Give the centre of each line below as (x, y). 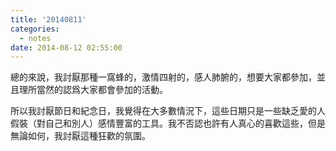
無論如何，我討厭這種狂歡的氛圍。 (80, 136)
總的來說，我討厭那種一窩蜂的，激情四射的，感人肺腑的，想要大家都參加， (163, 77)
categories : (35, 29)
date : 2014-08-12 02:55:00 (66, 47)
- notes (35, 38)
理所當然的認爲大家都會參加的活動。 (93, 90)
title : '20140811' (48, 19)
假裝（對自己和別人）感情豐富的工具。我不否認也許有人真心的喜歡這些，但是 (168, 123)
